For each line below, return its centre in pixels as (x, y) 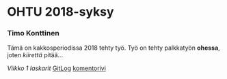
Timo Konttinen (33, 33)
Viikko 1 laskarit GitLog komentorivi (56, 68)
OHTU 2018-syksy (61, 12)
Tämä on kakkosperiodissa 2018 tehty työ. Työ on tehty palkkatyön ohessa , (113, 48)
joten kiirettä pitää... (35, 55)
